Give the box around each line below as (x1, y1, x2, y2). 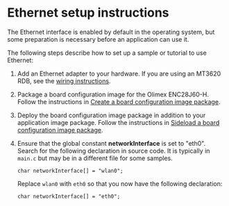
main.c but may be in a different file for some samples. (17, 154, 173, 162)
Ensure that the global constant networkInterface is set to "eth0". (17, 139, 206, 147)
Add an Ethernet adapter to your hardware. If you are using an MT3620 (17, 69, 221, 78)
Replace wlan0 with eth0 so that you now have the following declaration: (17, 179, 223, 188)
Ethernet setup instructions (7, 5, 169, 21)
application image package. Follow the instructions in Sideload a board (17, 118, 220, 126)
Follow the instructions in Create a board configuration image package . (17, 97, 221, 105)
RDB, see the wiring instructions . (17, 76, 111, 85)
